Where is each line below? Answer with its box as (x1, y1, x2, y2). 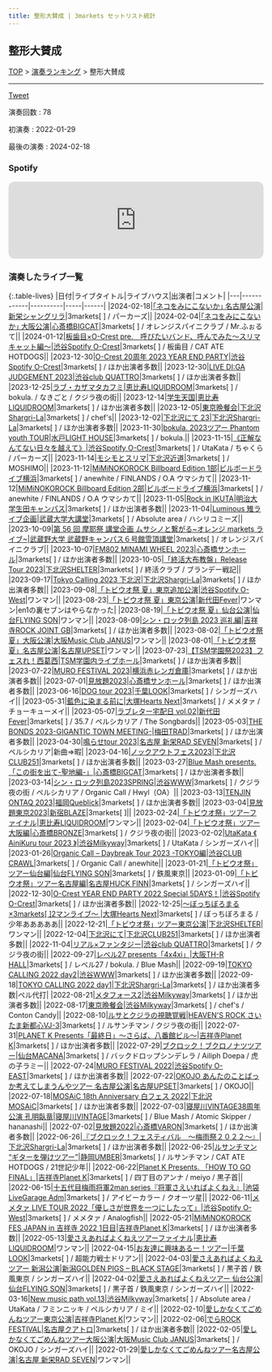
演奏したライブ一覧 (8, 271, 83, 282)
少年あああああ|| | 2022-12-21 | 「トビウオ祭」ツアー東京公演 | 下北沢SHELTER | (8, 919, 264, 929)
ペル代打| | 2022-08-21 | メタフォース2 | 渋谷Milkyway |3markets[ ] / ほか (17, 990, 252, 1000)
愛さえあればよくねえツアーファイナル (66, 1233, 194, 1243)
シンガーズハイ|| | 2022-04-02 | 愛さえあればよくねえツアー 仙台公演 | (36, 1274, 263, 1284)
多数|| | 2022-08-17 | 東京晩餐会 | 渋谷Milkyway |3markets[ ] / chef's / (22, 1000, 244, 1010)
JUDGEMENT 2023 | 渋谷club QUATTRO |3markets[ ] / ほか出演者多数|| (8, 372, 241, 382)
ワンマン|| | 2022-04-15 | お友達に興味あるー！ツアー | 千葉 (56, 1243, 244, 1253)
